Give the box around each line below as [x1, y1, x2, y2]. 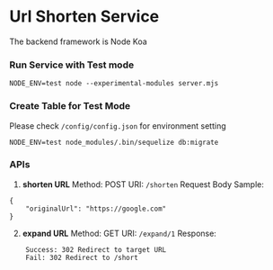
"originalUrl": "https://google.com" [25, 204, 167, 213]
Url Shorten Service [9, 6, 160, 27]
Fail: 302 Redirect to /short [25, 253, 139, 262]
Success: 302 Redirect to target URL [25, 245, 167, 254]
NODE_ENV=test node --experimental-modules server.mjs [9, 79, 219, 88]
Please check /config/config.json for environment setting [9, 120, 226, 131]
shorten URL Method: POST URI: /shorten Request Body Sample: [22, 178, 265, 190]
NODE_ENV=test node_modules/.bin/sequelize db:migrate [9, 138, 219, 147]
